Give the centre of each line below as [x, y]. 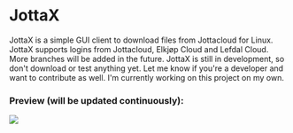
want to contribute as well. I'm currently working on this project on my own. [147, 77]
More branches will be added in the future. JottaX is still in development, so [147, 59]
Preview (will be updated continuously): [96, 100]
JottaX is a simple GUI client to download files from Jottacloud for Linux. [141, 40]
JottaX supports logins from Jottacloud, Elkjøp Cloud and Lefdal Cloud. [139, 49]
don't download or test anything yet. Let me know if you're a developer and [146, 68]
